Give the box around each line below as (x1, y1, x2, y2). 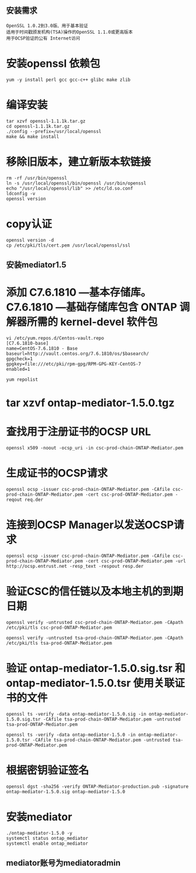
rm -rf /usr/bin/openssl (6, 175, 67, 181)
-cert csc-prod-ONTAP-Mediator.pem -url (85, 558, 186, 564)
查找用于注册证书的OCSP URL (6, 425, 152, 439)
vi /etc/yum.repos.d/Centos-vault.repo (6, 335, 104, 341)
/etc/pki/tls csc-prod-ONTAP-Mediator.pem (6, 625, 112, 630)
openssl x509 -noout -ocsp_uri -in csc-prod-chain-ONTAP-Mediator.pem (6, 445, 184, 451)
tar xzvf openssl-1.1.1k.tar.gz (6, 118, 86, 124)
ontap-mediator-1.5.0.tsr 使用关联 (6, 677, 175, 690)
